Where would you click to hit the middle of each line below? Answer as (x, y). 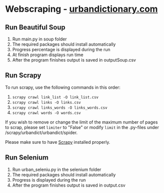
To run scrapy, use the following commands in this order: (63, 87)
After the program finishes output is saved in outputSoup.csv (74, 60)
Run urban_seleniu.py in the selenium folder (57, 169)
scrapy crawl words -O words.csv (47, 113)
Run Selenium (27, 158)
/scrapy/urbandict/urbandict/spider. (41, 132)
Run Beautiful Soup (35, 27)
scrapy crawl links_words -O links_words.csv (60, 108)
